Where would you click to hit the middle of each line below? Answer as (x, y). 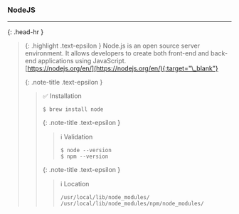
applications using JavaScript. (82, 61)
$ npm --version (84, 157)
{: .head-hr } (26, 32)
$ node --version (86, 151)
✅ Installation (62, 96)
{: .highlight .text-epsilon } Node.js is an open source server (112, 46)
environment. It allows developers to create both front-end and (117, 53)
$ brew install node (73, 109)
